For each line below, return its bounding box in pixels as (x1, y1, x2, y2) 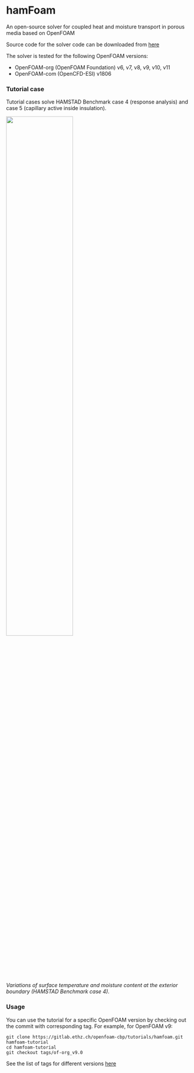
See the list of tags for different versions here (6, 1060, 117, 1067)
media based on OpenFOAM (6, 29, 75, 36)
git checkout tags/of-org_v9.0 (6, 1049, 83, 1055)
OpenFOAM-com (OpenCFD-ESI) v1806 (14, 70, 112, 77)
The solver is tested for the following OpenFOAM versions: (6, 52, 149, 59)
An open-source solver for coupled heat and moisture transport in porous (6, 23, 185, 30)
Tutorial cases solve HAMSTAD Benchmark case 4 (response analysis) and (6, 98, 189, 105)
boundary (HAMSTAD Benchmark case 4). (6, 988, 110, 995)
